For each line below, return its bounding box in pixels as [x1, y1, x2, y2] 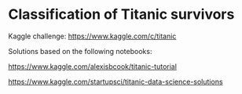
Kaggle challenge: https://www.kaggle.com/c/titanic [8, 31, 177, 41]
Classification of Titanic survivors [8, 5, 235, 23]
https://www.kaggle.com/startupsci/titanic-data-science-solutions [8, 77, 223, 86]
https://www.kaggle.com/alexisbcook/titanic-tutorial [8, 61, 177, 71]
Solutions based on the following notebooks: [8, 46, 152, 56]
